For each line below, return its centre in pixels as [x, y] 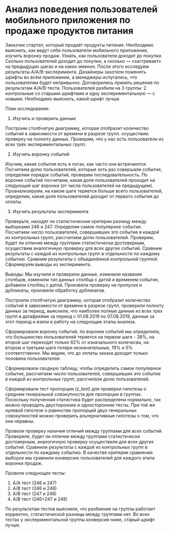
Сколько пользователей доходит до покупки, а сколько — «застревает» [83, 61]
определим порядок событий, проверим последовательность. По [76, 175]
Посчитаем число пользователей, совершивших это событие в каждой [82, 232]
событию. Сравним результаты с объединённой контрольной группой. [82, 259]
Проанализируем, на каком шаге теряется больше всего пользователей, [84, 191]
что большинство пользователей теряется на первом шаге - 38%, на [80, 337]
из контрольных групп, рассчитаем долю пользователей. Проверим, [80, 237]
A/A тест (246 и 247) [35, 483]
